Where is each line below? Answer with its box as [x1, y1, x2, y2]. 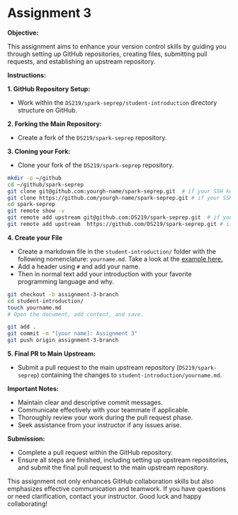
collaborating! [7, 499, 47, 508]
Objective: [7, 28, 39, 37]
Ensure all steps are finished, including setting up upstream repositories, [17, 455, 229, 465]
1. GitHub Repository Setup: [7, 84, 91, 93]
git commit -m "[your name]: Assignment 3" [7, 330, 138, 337]
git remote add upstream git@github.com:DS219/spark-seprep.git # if [7, 214, 220, 221]
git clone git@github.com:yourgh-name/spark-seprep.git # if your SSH [7, 188, 223, 195]
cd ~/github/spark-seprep [7, 181, 84, 188]
